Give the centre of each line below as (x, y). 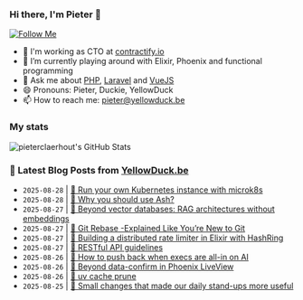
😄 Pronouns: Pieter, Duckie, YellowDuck (98, 90)
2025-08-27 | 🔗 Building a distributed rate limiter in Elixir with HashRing (153, 238)
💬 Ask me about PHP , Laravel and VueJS (98, 80)
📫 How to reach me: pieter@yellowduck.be (104, 100)
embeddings (46, 218)
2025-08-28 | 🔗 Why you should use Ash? (98, 199)
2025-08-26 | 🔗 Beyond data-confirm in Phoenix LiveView (128, 267)
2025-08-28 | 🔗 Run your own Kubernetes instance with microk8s (143, 190)
